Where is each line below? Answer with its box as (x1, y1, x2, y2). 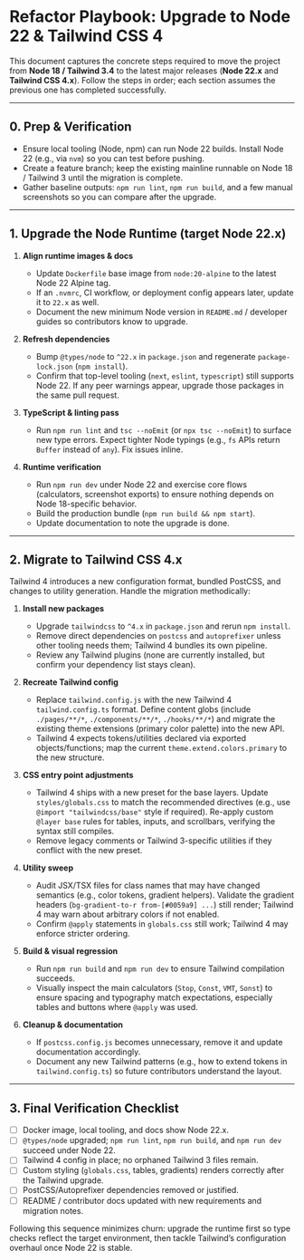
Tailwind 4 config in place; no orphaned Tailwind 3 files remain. (22, 1155, 260, 1166)
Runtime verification (22, 461, 102, 472)
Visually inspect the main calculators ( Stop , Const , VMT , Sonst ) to (35, 983, 273, 994)
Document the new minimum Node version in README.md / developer (35, 306, 288, 317)
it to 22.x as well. (35, 296, 100, 307)
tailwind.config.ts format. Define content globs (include (35, 704, 252, 715)
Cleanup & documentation (22, 1019, 124, 1030)
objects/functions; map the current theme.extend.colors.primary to (35, 743, 288, 754)
